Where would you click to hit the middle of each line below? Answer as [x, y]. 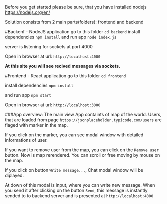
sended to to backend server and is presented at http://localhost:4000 [79, 196]
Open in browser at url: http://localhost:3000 [53, 105]
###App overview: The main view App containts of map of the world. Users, [83, 115]
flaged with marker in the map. [37, 125]
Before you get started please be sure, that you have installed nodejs [76, 7]
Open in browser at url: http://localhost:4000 [53, 56]
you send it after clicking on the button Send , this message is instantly [76, 190]
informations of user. [27, 140]
